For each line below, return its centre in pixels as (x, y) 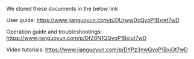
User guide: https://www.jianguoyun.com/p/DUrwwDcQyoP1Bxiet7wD (93, 20)
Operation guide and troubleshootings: (54, 32)
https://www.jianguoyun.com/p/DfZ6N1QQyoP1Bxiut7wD (77, 38)
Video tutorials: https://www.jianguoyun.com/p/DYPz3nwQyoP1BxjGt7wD (97, 49)
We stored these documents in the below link (62, 9)
